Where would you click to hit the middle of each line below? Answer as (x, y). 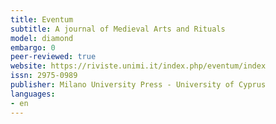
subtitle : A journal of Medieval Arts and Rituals (118, 29)
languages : (33, 94)
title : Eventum (42, 19)
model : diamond (42, 38)
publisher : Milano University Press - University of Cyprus (138, 85)
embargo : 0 (33, 47)
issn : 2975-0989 (44, 76)
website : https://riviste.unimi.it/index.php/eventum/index (138, 66)
